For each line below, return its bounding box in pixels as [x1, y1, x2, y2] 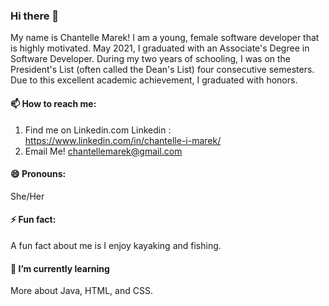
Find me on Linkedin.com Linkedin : [24, 124, 172, 136]
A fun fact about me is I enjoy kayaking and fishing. [10, 239, 222, 251]
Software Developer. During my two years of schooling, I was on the [10, 53, 292, 65]
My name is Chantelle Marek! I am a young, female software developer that [10, 32, 320, 44]
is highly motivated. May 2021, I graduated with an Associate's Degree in [10, 42, 310, 54]
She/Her [10, 190, 45, 202]
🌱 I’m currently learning [10, 262, 110, 274]
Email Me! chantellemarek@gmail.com [24, 145, 183, 157]
